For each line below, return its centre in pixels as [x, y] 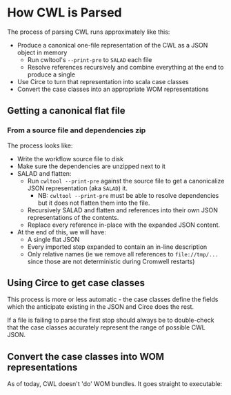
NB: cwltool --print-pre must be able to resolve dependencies [128, 195]
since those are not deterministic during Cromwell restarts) [111, 261]
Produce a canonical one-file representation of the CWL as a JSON [112, 45]
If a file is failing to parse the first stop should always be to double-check [111, 320]
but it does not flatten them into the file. [94, 203]
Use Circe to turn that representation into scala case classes [103, 81]
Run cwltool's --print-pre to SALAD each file [90, 59]
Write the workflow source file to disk [70, 159]
